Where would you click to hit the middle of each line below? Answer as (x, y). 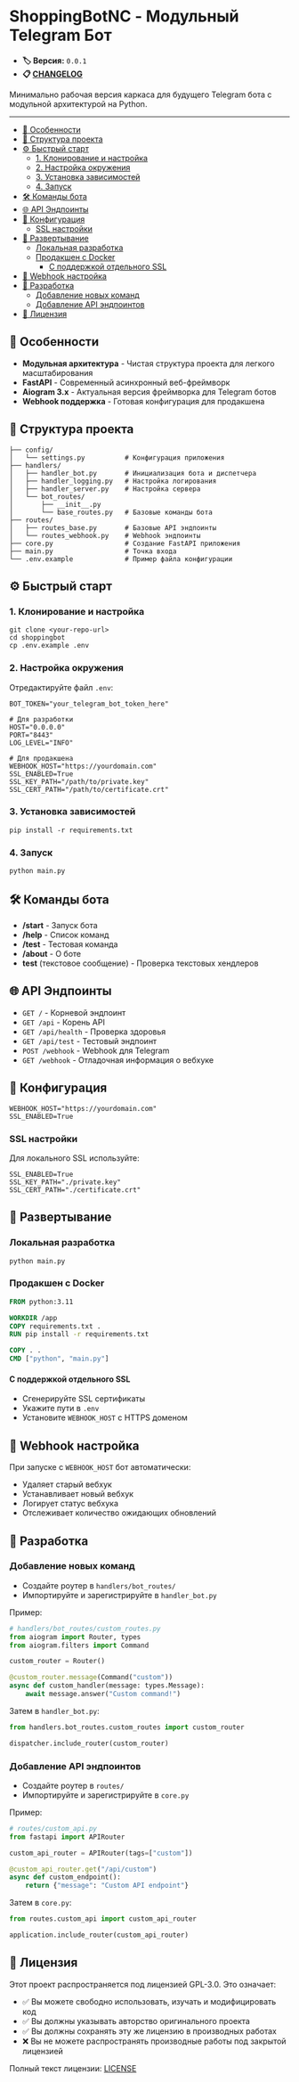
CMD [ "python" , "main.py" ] (59, 1359)
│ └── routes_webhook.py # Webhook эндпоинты (105, 535)
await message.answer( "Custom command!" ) (103, 1694)
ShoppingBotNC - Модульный (124, 16)
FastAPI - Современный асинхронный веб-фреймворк (126, 382)
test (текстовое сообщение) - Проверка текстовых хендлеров (140, 963)
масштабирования (57, 372)
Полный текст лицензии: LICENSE (73, 2068)
